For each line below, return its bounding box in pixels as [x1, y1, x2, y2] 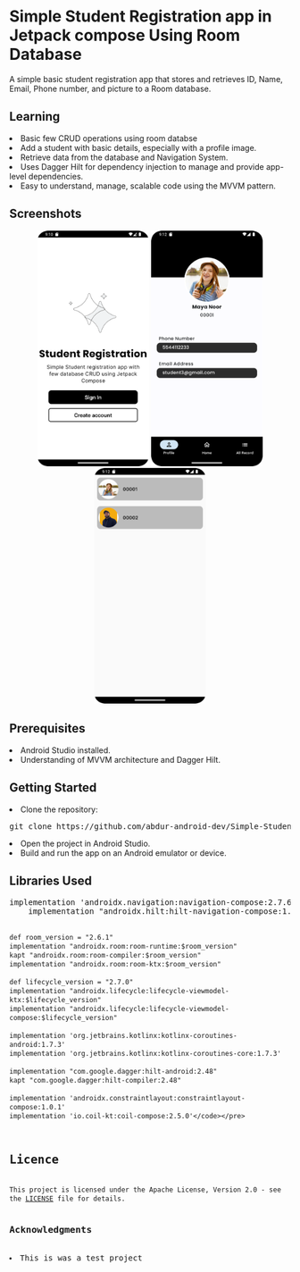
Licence [9, 1152, 60, 1167]
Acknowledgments [9, 1224, 92, 1236]
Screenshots [9, 206, 82, 222]
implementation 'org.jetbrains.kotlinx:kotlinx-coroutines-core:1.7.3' [9, 1049, 281, 1058]
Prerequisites [9, 721, 86, 736]
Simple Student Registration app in [9, 6, 272, 27]
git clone [9, 821, 52, 832]
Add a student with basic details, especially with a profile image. [21, 142, 257, 153]
